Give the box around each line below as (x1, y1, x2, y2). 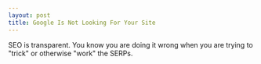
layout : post (8, 11, 51, 20)
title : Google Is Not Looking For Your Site (8, 19, 156, 27)
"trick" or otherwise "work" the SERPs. (8, 48, 133, 58)
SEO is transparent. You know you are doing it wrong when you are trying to (8, 40, 253, 49)
